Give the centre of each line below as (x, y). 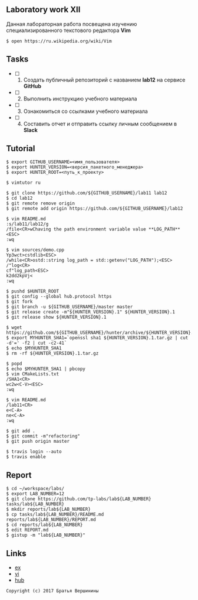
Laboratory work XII (43, 10)
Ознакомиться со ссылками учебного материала (86, 111)
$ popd (14, 364)
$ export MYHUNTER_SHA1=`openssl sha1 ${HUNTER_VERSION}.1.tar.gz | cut (97, 338)
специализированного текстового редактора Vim (69, 30)
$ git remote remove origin (41, 203)
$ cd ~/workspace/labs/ (35, 489)
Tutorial (21, 149)
